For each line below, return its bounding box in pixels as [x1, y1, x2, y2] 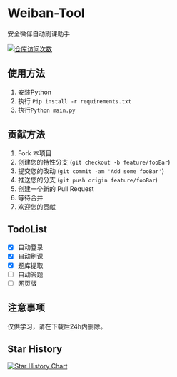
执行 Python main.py [17, 105, 76, 114]
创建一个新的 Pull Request [17, 184, 94, 193]
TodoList [7, 223, 48, 235]
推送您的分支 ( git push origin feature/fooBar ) [17, 175, 158, 184]
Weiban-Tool [7, 5, 85, 21]
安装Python [17, 88, 52, 96]
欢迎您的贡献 [17, 202, 56, 211]
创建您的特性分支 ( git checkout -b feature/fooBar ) [17, 157, 171, 166]
